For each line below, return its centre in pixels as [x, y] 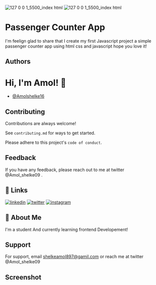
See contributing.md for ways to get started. [50, 133]
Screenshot [23, 277]
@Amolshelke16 [28, 96]
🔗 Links [16, 191]
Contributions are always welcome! [41, 124]
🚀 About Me [23, 218]
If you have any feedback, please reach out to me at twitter [65, 170]
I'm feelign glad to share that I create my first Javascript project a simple [78, 41]
